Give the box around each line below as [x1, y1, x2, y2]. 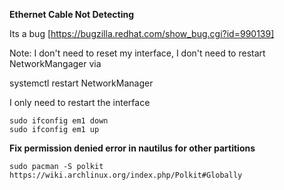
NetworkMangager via [9, 58, 102, 69]
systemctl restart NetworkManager [9, 77, 154, 89]
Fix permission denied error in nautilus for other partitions [9, 142, 256, 154]
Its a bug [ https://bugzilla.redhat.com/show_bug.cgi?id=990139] [9, 28, 275, 39]
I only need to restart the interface [9, 97, 151, 108]
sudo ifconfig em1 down [9, 116, 109, 126]
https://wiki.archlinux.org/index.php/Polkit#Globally [9, 170, 243, 180]
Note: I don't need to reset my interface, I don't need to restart [9, 47, 266, 59]
